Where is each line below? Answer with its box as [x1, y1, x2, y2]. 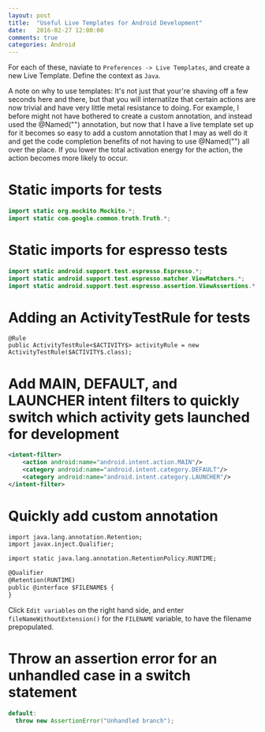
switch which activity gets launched [8, 408, 250, 426]
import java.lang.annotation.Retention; [8, 533, 144, 541]
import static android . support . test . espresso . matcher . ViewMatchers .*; [8, 274, 245, 283]
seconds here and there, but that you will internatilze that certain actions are [8, 95, 256, 104]
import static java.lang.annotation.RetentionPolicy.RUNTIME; [8, 554, 217, 563]
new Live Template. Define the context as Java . [8, 71, 161, 81]
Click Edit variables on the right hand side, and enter [8, 605, 184, 614]
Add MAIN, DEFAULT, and [8, 374, 177, 392]
